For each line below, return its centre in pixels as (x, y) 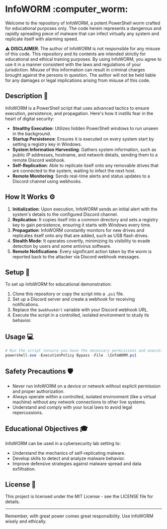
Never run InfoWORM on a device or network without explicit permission (86, 386)
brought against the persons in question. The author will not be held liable (81, 75)
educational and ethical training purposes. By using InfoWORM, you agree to (83, 59)
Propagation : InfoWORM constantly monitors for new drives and (78, 230)
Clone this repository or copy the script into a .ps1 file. (68, 294)
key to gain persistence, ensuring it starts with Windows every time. (82, 225)
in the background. (32, 134)
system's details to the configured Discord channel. (65, 214)
